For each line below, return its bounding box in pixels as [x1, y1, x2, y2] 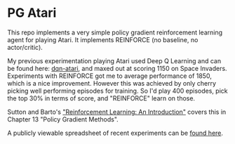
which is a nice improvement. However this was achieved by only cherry [7, 79, 216, 87]
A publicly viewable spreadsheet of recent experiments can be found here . [7, 129, 223, 137]
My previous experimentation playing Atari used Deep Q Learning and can [7, 56, 222, 65]
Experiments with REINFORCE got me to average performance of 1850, [7, 72, 212, 80]
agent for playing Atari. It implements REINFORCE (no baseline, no [7, 35, 199, 44]
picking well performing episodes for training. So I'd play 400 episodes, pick [7, 86, 228, 95]
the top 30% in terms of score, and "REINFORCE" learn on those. [7, 93, 195, 103]
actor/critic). [7, 43, 43, 51]
